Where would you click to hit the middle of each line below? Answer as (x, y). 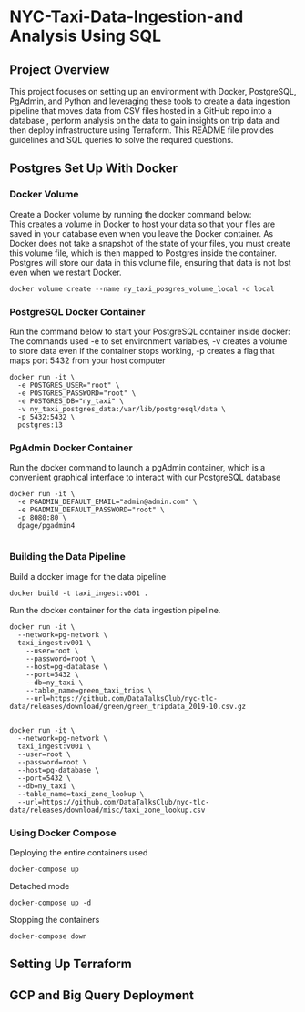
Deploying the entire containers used (79, 852)
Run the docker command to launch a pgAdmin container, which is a (137, 468)
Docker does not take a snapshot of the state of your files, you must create (150, 243)
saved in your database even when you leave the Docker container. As (142, 233)
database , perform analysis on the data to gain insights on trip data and (144, 121)
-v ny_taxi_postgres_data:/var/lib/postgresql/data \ (122, 409)
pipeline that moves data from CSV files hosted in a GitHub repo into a (141, 111)
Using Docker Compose (63, 833)
